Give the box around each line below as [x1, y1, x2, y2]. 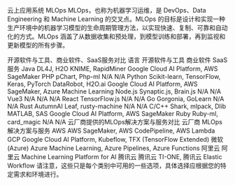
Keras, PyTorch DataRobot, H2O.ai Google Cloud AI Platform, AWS [7, 80, 198, 88]
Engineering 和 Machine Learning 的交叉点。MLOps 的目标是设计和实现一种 [7, 15, 226, 23]
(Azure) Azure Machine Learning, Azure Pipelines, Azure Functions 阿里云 [7, 144, 220, 152]
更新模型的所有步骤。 [7, 41, 69, 49]
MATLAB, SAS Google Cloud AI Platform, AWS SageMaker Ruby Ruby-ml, [7, 110, 219, 117]
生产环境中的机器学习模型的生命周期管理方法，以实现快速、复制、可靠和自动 [7, 24, 228, 31]
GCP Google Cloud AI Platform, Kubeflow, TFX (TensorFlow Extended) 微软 [7, 135, 224, 143]
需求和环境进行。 [13, 170, 63, 178]
